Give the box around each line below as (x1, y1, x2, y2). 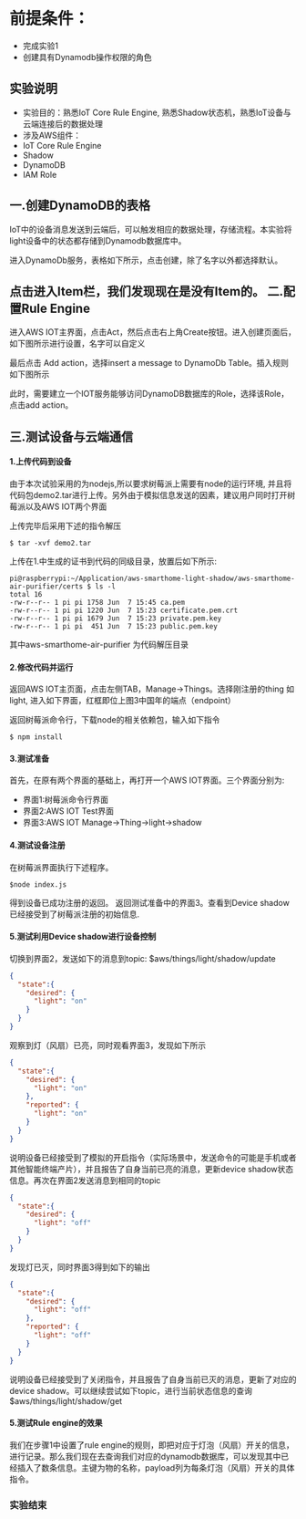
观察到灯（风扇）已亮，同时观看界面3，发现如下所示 (9, 1039, 207, 1050)
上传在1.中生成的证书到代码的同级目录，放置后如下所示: (9, 556, 217, 567)
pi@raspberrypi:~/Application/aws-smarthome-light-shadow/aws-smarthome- (9, 574, 296, 583)
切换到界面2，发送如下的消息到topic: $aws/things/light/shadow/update (9, 952, 276, 963)
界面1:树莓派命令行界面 (22, 795, 109, 806)
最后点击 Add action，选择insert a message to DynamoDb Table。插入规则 (9, 358, 290, 369)
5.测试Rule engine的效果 (9, 1418, 103, 1429)
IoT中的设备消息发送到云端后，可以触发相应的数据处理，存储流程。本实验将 (9, 224, 293, 234)
